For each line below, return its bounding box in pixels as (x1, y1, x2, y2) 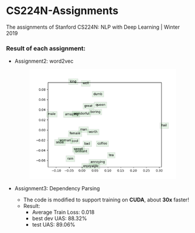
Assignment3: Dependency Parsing (14, 185, 100, 192)
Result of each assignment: (6, 44, 86, 52)
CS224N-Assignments (6, 4, 119, 18)
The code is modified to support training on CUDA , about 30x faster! (23, 196, 189, 203)
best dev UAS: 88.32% (32, 215, 87, 222)
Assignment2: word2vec (14, 57, 74, 65)
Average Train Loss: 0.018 (32, 209, 95, 216)
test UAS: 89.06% (32, 221, 76, 228)
